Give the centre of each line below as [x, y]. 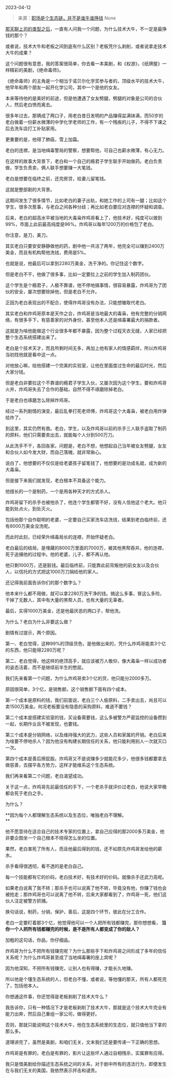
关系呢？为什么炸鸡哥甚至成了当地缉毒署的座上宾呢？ [61, 957]
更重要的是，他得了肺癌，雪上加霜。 [44, 139]
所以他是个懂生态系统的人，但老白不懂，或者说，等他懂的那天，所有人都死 [84, 979]
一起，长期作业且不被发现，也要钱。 [44, 724]
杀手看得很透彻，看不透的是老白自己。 [46, 866]
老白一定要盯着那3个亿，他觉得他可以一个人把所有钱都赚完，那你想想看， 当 [86, 923]
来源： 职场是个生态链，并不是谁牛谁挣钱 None [67, 18]
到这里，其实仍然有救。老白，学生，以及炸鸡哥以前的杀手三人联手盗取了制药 [86, 428]
